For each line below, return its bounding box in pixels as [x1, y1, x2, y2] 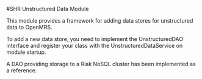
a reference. [6, 67, 37, 74]
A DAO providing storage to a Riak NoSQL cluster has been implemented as [6, 61, 197, 67]
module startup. [6, 48, 46, 56]
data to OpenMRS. [6, 24, 53, 31]
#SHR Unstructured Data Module [6, 6, 89, 12]
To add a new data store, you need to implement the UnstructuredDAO [6, 36, 184, 42]
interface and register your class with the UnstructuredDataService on [6, 42, 183, 49]
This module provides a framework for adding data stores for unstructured [6, 17, 193, 24]
